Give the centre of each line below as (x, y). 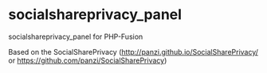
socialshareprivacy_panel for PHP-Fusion (76, 36)
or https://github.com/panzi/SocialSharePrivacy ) (88, 60)
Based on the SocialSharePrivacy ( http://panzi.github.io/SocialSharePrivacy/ (133, 52)
